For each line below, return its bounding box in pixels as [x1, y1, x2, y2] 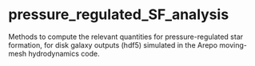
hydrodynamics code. [28, 49, 100, 58]
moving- [219, 40, 248, 49]
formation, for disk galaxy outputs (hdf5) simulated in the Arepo [8, 40, 218, 49]
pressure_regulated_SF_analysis [8, 6, 229, 24]
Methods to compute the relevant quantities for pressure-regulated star [8, 32, 244, 41]
